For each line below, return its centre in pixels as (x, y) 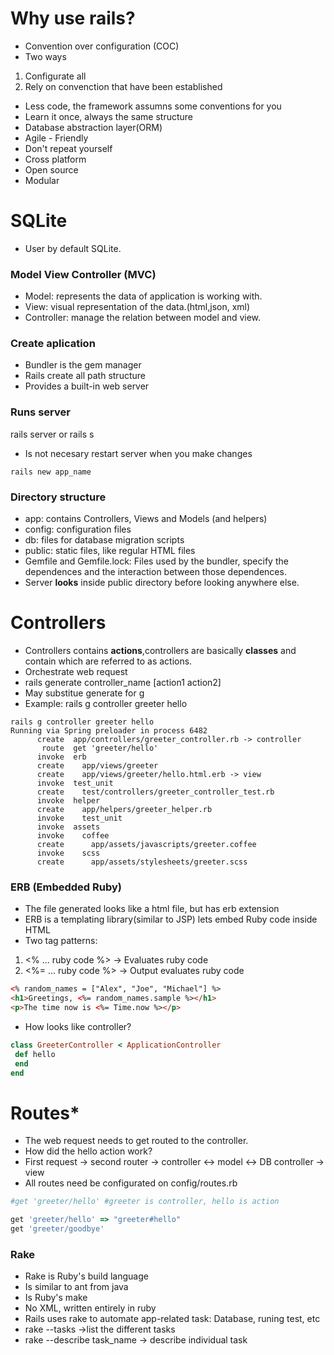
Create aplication (53, 344)
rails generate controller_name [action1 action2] (123, 682)
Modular (42, 180)
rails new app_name (51, 472)
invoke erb (61, 757)
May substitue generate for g (84, 693)
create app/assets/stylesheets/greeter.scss (142, 862)
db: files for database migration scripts (104, 540)
